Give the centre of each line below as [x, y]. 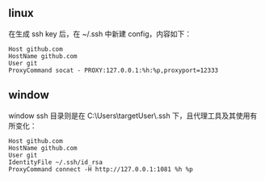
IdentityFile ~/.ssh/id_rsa [56, 162]
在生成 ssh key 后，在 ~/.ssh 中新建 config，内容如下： [100, 34]
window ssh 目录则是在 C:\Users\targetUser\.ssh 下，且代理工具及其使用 [129, 116]
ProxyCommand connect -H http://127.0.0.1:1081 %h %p [101, 169]
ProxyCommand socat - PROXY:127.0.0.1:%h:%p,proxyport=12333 [114, 70]
